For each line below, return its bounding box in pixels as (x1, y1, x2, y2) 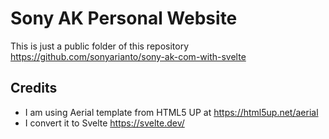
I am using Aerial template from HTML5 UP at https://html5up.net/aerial (24, 106, 319, 118)
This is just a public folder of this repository (10, 40, 189, 52)
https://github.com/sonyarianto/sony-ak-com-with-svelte (10, 50, 247, 62)
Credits (10, 80, 58, 97)
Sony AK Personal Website (10, 7, 238, 30)
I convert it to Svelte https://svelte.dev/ (24, 117, 185, 129)
